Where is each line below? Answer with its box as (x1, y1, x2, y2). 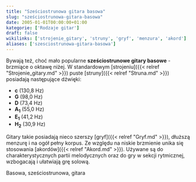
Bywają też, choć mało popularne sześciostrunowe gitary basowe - (6, 57, 171, 64)
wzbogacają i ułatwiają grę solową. (6, 158, 90, 165)
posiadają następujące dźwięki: (6, 75, 82, 82)
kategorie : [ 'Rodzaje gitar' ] (6, 24, 80, 31)
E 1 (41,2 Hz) (14, 113, 43, 121)
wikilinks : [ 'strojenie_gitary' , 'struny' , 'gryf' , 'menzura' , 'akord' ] (6, 36, 187, 41)
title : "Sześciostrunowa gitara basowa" (6, 8, 106, 15)
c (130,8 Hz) (14, 87, 44, 94)
